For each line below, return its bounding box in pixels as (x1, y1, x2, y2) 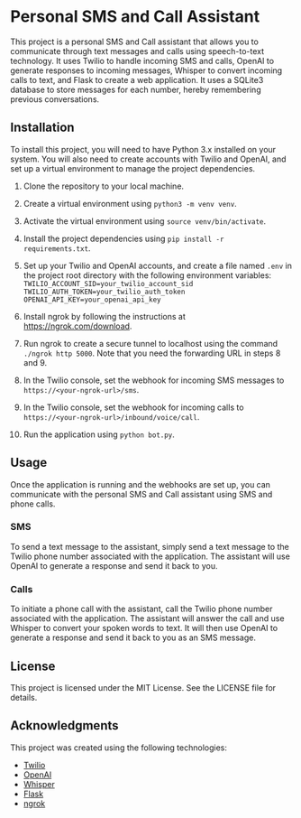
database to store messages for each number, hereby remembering (10, 84, 261, 95)
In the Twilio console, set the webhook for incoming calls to (23, 402, 244, 413)
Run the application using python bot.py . (23, 429, 175, 440)
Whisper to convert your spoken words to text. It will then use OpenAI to (10, 623, 278, 634)
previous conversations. (10, 93, 100, 105)
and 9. (23, 357, 48, 367)
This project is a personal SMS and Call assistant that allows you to (10, 36, 260, 47)
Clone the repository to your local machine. (23, 181, 184, 191)
